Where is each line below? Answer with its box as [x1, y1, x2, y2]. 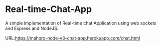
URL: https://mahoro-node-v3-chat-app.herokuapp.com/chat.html [5, 35, 141, 41]
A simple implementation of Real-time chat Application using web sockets [5, 20, 157, 26]
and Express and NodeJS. [5, 25, 59, 31]
